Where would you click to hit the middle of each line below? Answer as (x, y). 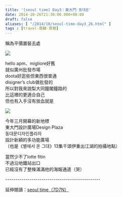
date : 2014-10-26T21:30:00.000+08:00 (45, 15)
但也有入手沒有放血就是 (29, 101)
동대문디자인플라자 (23, 134)
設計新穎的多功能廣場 (27, 140)
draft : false (19, 19)
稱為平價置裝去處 (23, 44)
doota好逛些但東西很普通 (31, 76)
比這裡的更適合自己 (25, 95)
